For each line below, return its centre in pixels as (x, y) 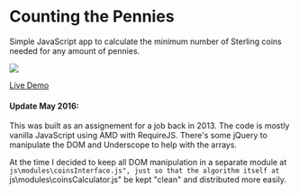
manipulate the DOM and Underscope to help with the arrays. (123, 145)
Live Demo (29, 85)
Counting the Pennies (92, 17)
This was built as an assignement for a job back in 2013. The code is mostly (149, 126)
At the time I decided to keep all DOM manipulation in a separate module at (148, 163)
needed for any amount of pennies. (75, 50)
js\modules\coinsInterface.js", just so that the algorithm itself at (145, 171)
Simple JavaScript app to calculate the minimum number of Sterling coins (145, 41)
